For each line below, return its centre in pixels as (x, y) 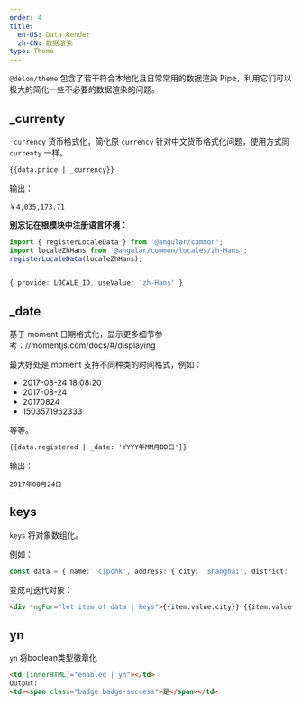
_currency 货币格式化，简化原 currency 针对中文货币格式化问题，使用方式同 (150, 141)
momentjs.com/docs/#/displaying (93, 345)
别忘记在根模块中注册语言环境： (68, 225)
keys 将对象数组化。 (46, 535)
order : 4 (26, 18)
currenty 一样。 (39, 152)
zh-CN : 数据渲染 (46, 43)
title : (22, 26)
